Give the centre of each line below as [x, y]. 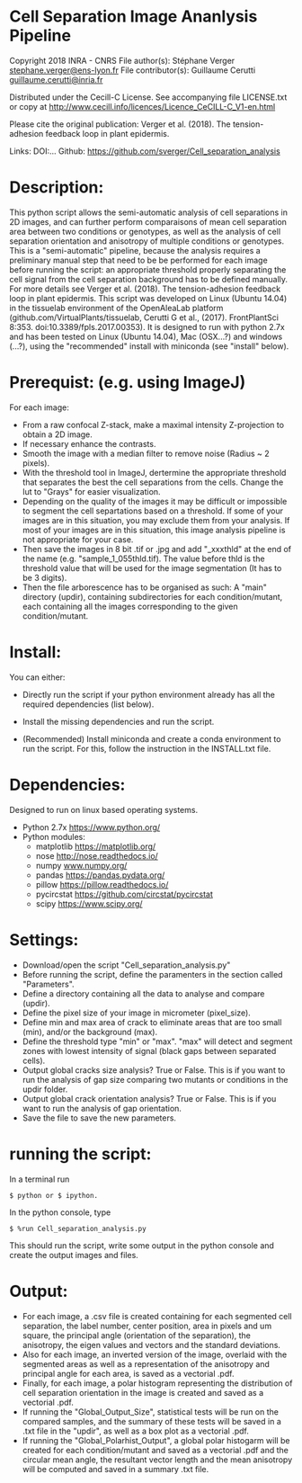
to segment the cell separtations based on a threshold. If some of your [153, 511]
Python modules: [53, 836]
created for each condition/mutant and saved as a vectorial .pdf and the [155, 1450]
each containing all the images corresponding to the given [130, 606]
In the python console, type [60, 1212]
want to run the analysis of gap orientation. [102, 1108]
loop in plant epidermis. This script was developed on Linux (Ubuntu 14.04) [148, 298]
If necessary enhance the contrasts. [89, 443]
